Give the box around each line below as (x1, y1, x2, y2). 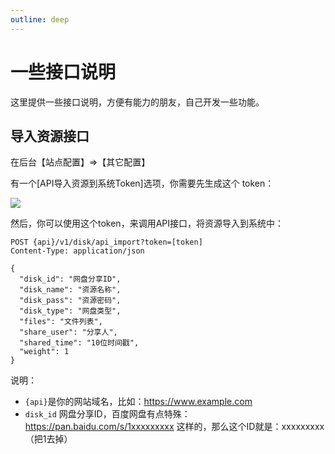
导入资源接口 (10, 127, 90, 145)
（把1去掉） (24, 433, 73, 445)
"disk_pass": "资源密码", (19, 296, 122, 306)
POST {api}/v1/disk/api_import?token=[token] (10, 237, 203, 248)
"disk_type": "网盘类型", (19, 306, 122, 316)
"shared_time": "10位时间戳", (19, 338, 140, 348)
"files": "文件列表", (19, 317, 103, 327)
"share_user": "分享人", (19, 327, 118, 338)
